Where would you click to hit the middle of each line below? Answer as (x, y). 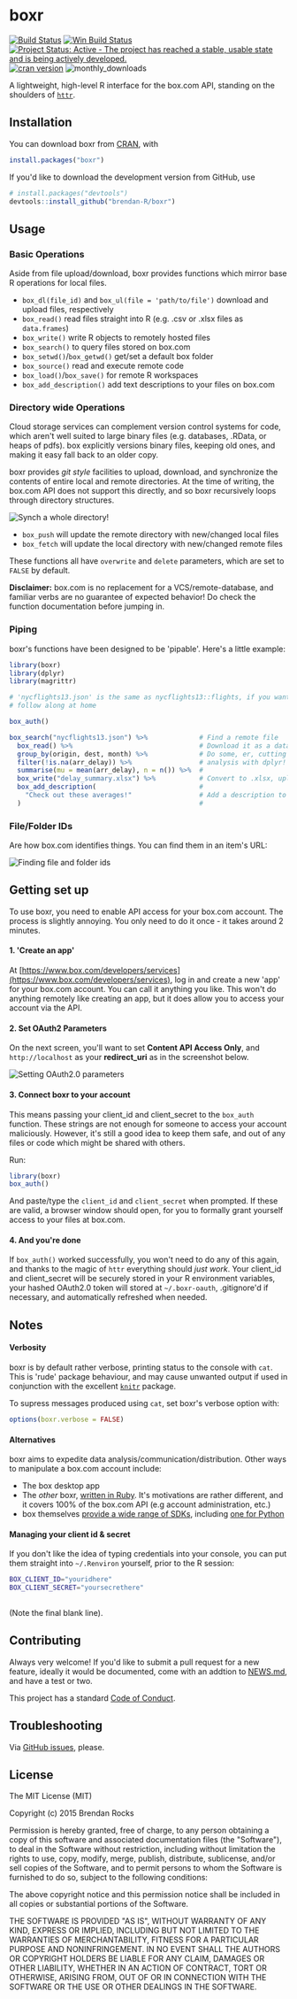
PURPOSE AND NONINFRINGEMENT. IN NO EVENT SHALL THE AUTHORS (145, 1949)
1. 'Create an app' (42, 950)
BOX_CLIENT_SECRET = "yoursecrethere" (76, 1588)
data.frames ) (45, 328)
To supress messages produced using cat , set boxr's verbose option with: (145, 1403)
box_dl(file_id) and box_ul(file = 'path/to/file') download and (145, 300)
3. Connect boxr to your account (70, 1095)
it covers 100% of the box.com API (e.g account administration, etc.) (146, 1504)
